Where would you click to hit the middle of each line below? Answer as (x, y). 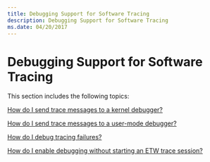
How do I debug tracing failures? (55, 137)
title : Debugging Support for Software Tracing (79, 14)
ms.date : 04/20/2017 (38, 27)
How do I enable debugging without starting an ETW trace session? (105, 151)
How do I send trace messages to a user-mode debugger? (92, 123)
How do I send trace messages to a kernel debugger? (85, 110)
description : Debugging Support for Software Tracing (88, 20)
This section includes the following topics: (68, 96)
